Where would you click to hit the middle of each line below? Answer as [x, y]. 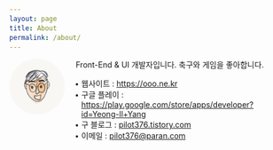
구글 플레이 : [102, 95]
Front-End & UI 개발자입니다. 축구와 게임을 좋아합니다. [170, 65]
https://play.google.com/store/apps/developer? [168, 105]
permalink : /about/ [45, 37]
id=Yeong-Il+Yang [113, 114]
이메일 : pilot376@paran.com [133, 136]
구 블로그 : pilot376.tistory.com [136, 125]
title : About [33, 28]
